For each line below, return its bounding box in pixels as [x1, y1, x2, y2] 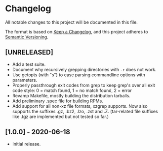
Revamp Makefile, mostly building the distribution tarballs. [12, 92, 131, 98]
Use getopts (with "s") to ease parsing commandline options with [12, 72, 146, 78]
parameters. [12, 77, 38, 83]
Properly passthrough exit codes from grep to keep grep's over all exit [12, 82, 156, 88]
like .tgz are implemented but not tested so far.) [12, 114, 109, 120]
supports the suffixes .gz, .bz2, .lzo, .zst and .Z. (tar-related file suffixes [12, 108, 158, 114]
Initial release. [12, 141, 41, 147]
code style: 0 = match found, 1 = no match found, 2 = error [12, 87, 132, 93]
